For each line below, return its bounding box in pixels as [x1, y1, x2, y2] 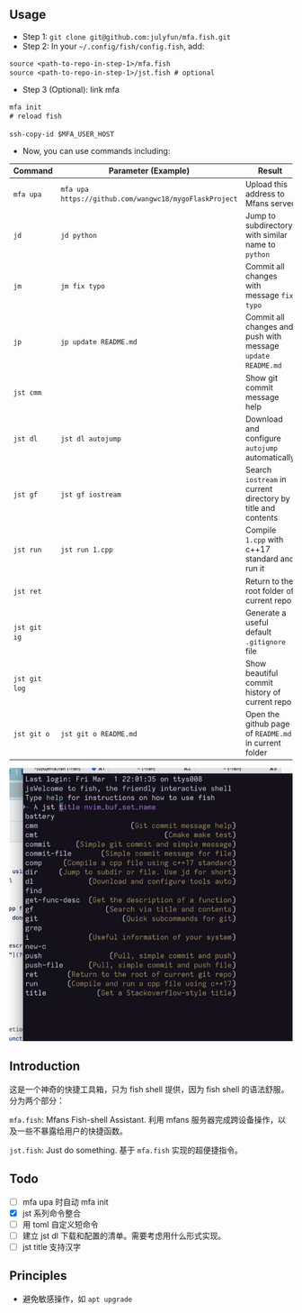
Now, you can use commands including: [22, 145, 171, 156]
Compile [245, 524, 277, 535]
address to [245, 188, 285, 199]
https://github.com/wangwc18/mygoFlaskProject [60, 195, 238, 204]
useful [245, 616, 269, 627]
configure [245, 433, 281, 443]
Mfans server [245, 197, 295, 208]
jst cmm [13, 388, 42, 397]
